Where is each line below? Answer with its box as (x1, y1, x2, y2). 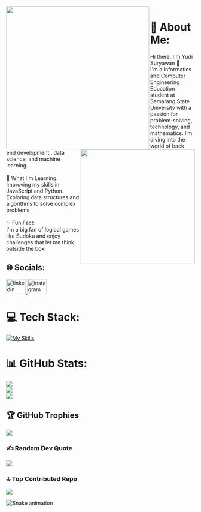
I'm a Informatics (150, 65, 192, 73)
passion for (150, 110, 178, 118)
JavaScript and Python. (6, 187, 64, 194)
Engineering (150, 78, 180, 86)
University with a (150, 104, 192, 111)
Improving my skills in (6, 181, 60, 188)
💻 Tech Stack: (6, 310, 80, 324)
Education (150, 85, 175, 92)
